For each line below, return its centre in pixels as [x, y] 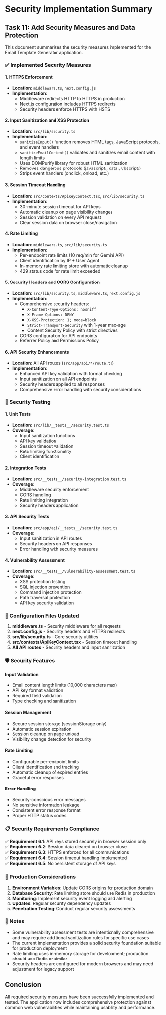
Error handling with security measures [59, 549]
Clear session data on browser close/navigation [68, 222]
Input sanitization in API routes [51, 538]
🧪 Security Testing [28, 402]
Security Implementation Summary [79, 9]
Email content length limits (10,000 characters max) [65, 685]
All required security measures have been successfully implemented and [80, 997]
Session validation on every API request [60, 217]
